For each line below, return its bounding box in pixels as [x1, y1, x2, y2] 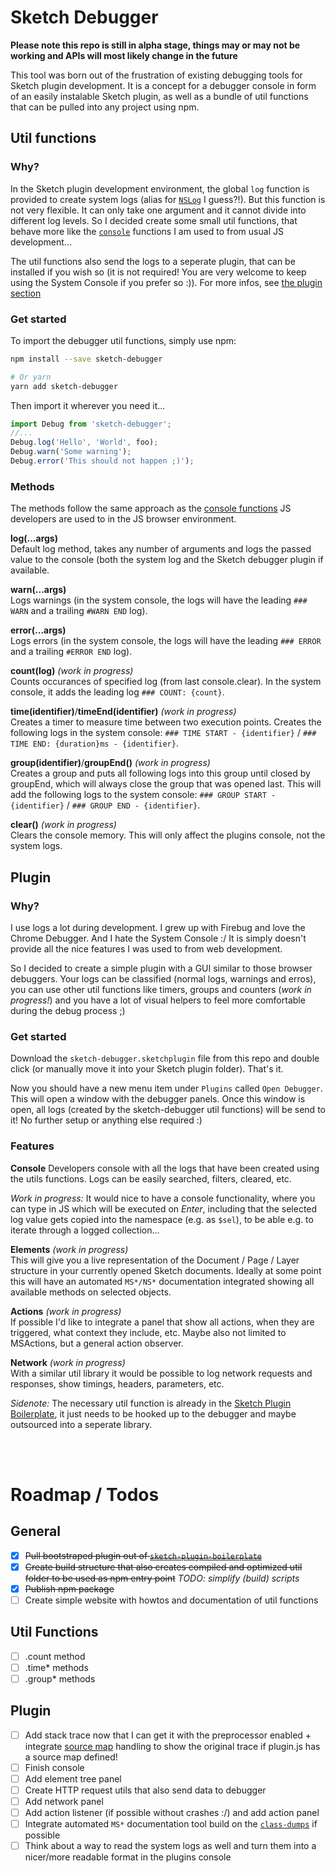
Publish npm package [24, 1582, 115, 1595]
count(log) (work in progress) [10, 665, 134, 677]
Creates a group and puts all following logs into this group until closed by [10, 767, 311, 780]
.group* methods [24, 1672, 96, 1685]
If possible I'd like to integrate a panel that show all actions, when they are [10, 1316, 315, 1328]
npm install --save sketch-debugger [10, 354, 163, 364]
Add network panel [24, 1795, 104, 1807]
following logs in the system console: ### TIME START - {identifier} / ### [10, 727, 317, 739]
